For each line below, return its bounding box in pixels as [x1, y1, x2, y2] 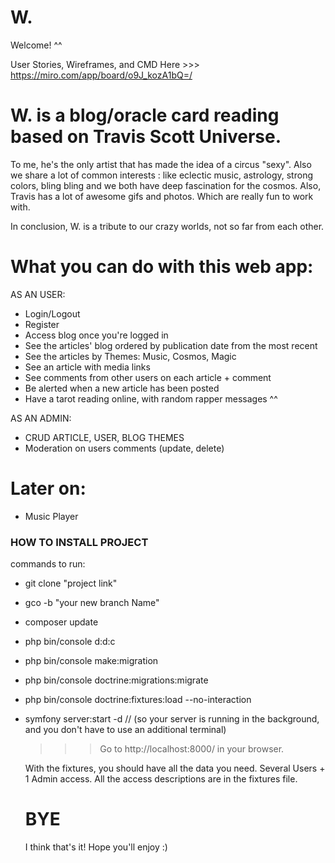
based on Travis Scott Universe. [10, 126, 282, 148]
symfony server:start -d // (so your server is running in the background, [24, 713, 320, 725]
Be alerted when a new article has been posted [24, 382, 220, 394]
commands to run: [10, 558, 86, 570]
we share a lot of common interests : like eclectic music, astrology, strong [10, 169, 313, 181]
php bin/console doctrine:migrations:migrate [24, 674, 209, 686]
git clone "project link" [24, 577, 118, 590]
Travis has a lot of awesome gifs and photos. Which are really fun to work [10, 190, 314, 202]
